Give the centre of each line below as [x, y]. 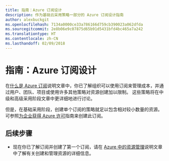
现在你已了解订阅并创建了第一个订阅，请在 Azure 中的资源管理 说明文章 [88, 147]
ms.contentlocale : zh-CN [32, 39]
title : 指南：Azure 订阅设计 [34, 10]
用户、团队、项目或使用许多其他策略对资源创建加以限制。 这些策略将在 [84, 92]
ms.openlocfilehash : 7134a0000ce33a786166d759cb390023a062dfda [74, 24]
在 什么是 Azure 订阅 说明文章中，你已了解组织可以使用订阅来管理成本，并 [82, 86]
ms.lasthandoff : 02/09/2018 [35, 44]
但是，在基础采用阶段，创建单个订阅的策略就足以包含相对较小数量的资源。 [84, 109]
